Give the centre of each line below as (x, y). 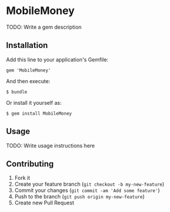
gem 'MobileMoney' (28, 70)
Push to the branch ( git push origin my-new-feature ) (79, 197)
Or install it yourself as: (34, 102)
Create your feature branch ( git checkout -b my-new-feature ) (89, 184)
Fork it (22, 178)
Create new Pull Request (44, 203)
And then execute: (28, 81)
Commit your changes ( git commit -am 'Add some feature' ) (87, 190)
